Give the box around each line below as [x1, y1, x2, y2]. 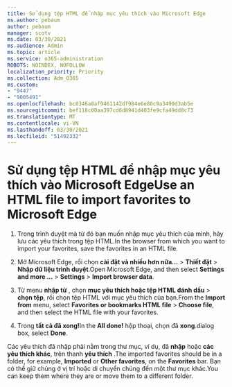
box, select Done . [17, 329, 68, 337]
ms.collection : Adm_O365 [7, 74, 79, 82]
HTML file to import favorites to [7, 192, 191, 208]
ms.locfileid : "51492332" [7, 132, 82, 139]
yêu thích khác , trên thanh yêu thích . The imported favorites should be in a [7, 350, 222, 358]
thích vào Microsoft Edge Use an [7, 178, 195, 193]
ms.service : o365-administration [7, 55, 104, 62]
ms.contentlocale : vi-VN [7, 119, 79, 127]
